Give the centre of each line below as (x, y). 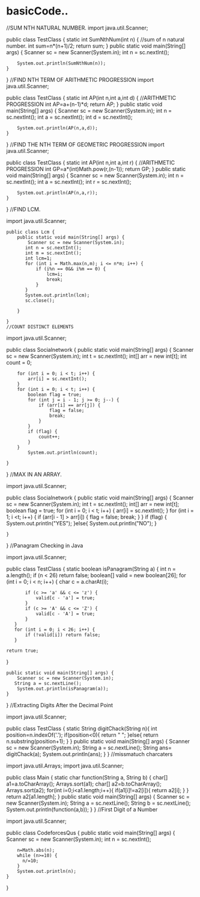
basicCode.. (37, 11)
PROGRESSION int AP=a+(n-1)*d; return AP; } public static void (84, 104)
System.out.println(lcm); (57, 295)
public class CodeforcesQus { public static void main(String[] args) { (91, 833)
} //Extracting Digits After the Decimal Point (59, 705)
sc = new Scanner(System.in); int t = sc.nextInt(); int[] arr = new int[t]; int (97, 356)
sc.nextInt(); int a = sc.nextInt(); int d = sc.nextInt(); (70, 117)
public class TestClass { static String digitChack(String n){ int (82, 728)
